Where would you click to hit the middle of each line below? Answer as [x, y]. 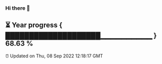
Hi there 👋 [18, 8]
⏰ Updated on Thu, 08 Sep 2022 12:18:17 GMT [54, 56]
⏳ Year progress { [34, 25]
